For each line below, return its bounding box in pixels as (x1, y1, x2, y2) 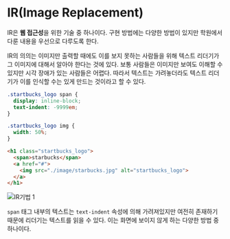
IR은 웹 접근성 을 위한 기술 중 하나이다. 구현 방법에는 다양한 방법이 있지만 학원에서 (7, 28, 223, 36)
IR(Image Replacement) (7, 5, 144, 21)
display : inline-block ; (13, 98, 81, 104)
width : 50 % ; (13, 129, 48, 136)
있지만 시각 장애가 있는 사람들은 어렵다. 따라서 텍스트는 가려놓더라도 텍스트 (7, 69, 207, 77)
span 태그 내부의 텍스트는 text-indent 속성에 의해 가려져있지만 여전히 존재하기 (7, 207, 218, 216)
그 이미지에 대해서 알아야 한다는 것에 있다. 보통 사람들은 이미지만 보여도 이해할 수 (7, 60, 223, 68)
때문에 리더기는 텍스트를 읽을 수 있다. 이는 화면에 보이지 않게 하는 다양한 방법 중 (7, 216, 220, 225)
